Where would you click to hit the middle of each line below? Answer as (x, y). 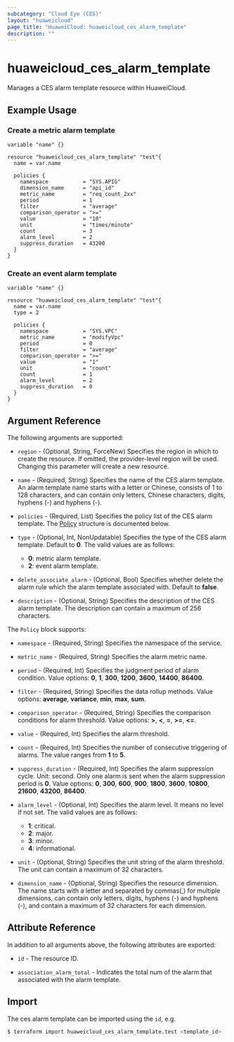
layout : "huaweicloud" (40, 20)
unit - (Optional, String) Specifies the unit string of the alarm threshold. (121, 862)
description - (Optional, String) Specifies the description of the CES (116, 601)
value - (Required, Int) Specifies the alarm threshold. (93, 733)
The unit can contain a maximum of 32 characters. (90, 869)
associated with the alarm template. (69, 979)
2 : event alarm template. (63, 565)
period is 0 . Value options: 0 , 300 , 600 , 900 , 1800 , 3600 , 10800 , (113, 783)
